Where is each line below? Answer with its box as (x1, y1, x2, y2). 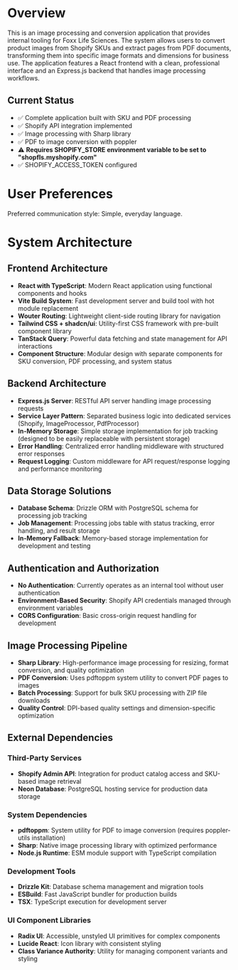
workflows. (7, 73, 40, 82)
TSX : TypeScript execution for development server (17, 897, 167, 906)
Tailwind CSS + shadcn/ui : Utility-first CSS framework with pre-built (17, 319, 219, 328)
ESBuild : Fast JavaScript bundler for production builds (17, 890, 178, 899)
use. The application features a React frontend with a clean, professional (7, 58, 220, 67)
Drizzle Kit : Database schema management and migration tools (17, 883, 204, 891)
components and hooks (17, 289, 87, 297)
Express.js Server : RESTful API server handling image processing (17, 396, 212, 405)
